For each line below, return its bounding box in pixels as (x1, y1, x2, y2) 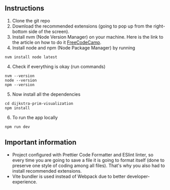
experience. (12, 178, 38, 185)
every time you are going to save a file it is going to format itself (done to (12, 157, 165, 163)
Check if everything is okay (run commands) (12, 63, 106, 69)
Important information (5, 138, 77, 147)
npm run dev (5, 124, 30, 129)
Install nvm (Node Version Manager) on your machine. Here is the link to (12, 34, 163, 40)
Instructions (5, 4, 44, 13)
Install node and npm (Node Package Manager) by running (12, 44, 135, 50)
